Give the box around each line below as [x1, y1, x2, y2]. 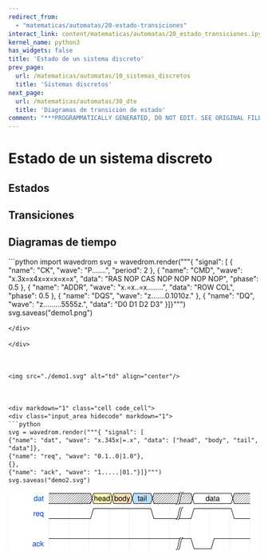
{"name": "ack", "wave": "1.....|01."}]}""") [8, 468, 162, 476]
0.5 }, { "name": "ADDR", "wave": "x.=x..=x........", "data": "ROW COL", [8, 282, 235, 292]
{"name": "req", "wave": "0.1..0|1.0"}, [8, 452, 145, 460]
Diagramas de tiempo [8, 236, 117, 250]
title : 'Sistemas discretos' [15, 80, 112, 88]
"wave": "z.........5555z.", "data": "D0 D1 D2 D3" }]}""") [8, 299, 186, 309]
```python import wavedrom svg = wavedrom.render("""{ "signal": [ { [8, 257, 233, 266]
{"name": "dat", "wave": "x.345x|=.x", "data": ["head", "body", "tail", [8, 436, 259, 444]
